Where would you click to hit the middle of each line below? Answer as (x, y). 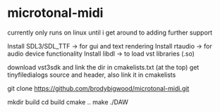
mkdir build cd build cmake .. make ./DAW (68, 102)
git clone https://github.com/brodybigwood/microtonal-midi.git (98, 88)
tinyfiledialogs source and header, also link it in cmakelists (92, 75)
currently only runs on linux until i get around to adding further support (110, 32)
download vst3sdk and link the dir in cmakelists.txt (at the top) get (103, 67)
